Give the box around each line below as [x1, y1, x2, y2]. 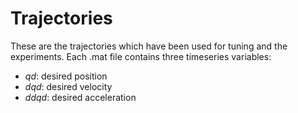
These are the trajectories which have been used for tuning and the [10, 40, 288, 52]
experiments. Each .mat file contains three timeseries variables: [10, 50, 272, 62]
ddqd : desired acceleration [24, 91, 137, 103]
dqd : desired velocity [24, 80, 113, 92]
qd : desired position [24, 70, 108, 82]
